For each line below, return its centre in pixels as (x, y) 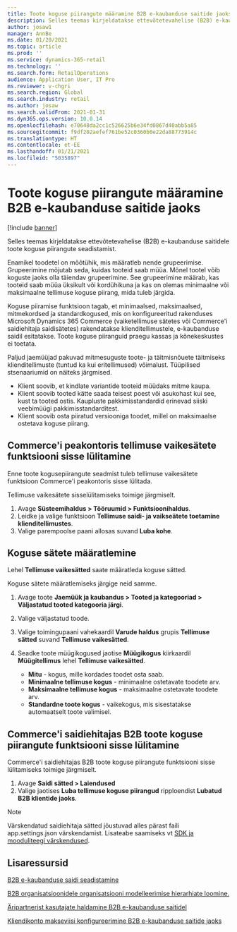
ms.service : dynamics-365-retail (56, 60)
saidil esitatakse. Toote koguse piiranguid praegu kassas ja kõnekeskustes (115, 336)
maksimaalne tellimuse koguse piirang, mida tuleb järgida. (91, 292)
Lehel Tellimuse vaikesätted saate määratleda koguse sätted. (97, 570)
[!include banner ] (32, 227)
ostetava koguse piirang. (53, 423)
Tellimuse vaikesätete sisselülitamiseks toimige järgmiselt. (92, 495)
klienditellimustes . (45, 524)
